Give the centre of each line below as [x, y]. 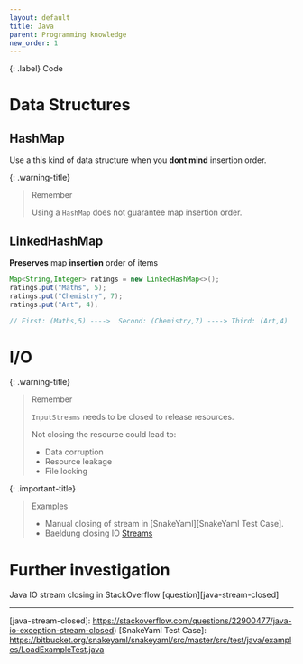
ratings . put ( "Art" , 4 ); [54, 304]
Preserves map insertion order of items [84, 263]
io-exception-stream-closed [62, 631]
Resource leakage [78, 462]
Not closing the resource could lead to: [104, 435]
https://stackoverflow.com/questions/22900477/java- [192, 621]
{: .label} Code [36, 69]
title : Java [32, 26]
